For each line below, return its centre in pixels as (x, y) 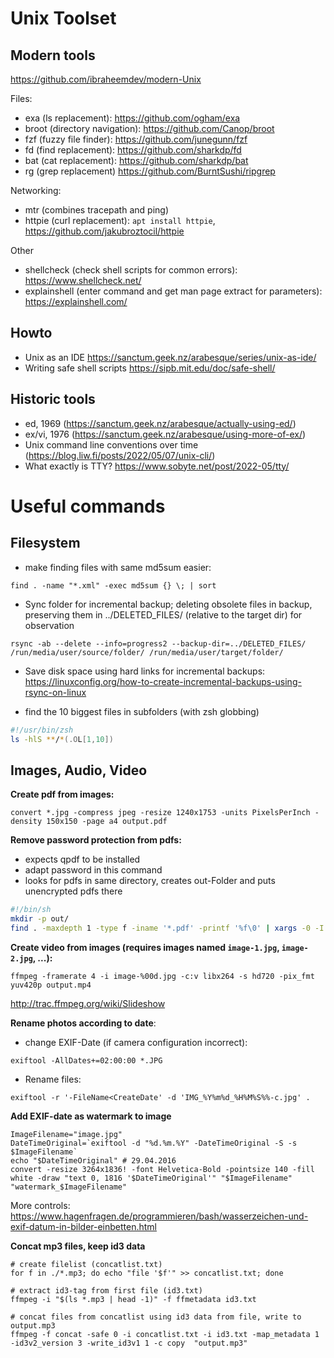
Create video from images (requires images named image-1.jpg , (145, 947)
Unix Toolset (63, 18)
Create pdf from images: (62, 794)
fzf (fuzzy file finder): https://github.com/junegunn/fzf (136, 139)
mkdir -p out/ (40, 919)
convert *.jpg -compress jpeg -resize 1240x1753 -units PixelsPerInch (160, 813)
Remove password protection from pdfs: (96, 840)
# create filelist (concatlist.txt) (86, 1264)
